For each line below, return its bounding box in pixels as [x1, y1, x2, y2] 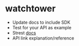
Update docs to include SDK [12, 19, 71, 25]
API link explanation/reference [12, 35, 75, 41]
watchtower [5, 3, 56, 14]
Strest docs [12, 30, 36, 36]
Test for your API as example [12, 24, 72, 30]
